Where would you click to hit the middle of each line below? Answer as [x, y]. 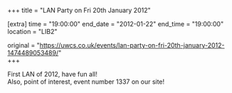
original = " [24, 45]
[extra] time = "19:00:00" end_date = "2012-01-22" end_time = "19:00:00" [116, 24]
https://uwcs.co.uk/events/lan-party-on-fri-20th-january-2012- [132, 45]
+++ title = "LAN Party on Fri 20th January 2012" [79, 10]
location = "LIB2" [32, 32]
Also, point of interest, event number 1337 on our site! [86, 82]
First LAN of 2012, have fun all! [52, 74]
